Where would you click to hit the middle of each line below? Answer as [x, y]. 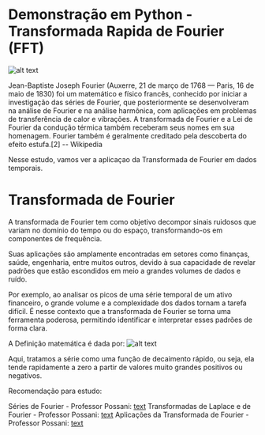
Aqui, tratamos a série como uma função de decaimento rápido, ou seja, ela [131, 358]
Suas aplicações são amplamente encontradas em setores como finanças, [129, 254]
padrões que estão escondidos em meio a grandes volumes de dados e [125, 270]
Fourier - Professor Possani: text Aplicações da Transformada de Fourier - [129, 414]
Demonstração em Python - [101, 15]
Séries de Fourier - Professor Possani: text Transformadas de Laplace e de [129, 406]
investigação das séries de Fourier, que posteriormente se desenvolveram [129, 102]
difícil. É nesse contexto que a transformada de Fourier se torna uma [119, 311]
